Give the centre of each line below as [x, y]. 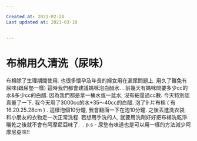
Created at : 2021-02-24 [35, 16]
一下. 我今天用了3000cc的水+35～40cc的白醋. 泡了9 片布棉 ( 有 [98, 103]
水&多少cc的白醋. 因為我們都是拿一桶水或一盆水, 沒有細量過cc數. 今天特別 [95, 95]
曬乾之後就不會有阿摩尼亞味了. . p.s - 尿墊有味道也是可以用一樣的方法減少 [96, 125]
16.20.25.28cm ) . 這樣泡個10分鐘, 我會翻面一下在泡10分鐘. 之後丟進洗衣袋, [96, 110]
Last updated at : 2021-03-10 [42, 22]
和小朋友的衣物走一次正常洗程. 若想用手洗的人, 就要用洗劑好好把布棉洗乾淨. [97, 117]
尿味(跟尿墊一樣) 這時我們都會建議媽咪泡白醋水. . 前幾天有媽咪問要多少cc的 [97, 88]
